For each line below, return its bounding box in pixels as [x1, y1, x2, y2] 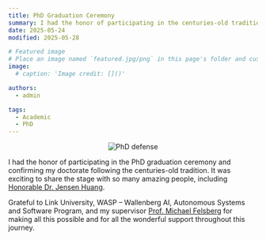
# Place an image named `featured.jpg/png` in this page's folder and [8, 55, 246, 63]
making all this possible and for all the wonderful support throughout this [8, 215, 245, 224]
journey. [8, 223, 35, 233]
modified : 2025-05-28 [8, 33, 80, 42]
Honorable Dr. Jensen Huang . [8, 182, 105, 192]
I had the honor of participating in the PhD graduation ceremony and [8, 157, 231, 167]
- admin [15, 92, 41, 99]
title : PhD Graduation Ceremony [8, 11, 115, 20]
